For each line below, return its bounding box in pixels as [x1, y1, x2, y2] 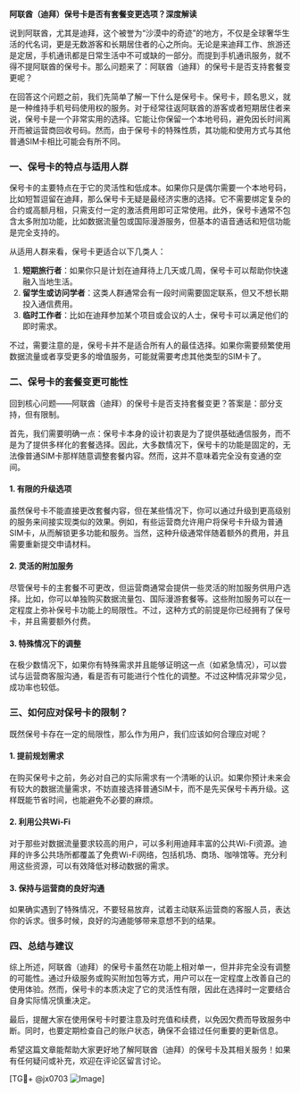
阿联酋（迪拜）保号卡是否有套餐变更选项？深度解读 [9, 9, 197, 19]
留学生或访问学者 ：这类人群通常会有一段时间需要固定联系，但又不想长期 [21, 288, 288, 298]
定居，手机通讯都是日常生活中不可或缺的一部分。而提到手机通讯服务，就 [16, 50, 283, 61]
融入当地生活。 [21, 276, 78, 287]
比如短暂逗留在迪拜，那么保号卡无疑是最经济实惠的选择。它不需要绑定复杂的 [9, 194, 291, 205]
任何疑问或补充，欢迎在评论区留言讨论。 [16, 1055, 166, 1066]
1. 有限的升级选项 [9, 483, 72, 494]
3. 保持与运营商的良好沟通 [9, 882, 105, 893]
